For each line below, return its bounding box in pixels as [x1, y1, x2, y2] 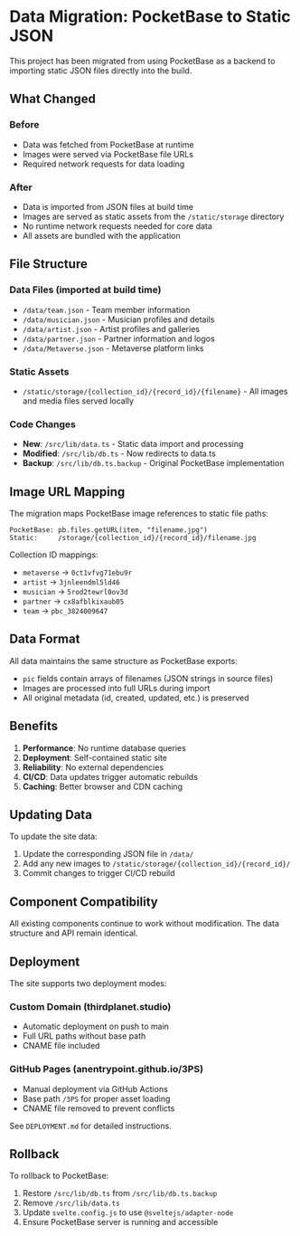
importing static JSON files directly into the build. [9, 65, 192, 76]
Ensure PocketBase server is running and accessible [22, 1217, 219, 1228]
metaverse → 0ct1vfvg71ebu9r [22, 567, 133, 578]
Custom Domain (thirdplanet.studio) [9, 1001, 172, 1013]
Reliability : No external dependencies [22, 762, 164, 773]
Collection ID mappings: [9, 549, 98, 560]
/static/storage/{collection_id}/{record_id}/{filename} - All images [22, 385, 288, 396]
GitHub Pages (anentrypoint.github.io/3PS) [9, 1063, 204, 1076]
